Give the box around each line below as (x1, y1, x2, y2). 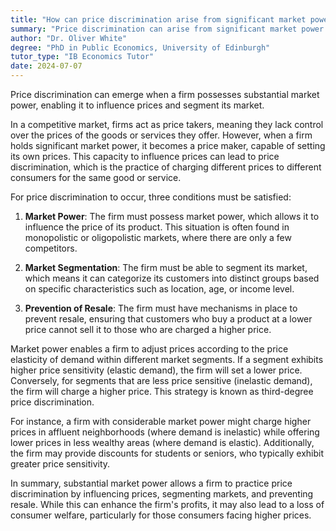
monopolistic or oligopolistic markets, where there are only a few (24, 232, 292, 243)
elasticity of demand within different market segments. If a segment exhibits (10, 354, 324, 365)
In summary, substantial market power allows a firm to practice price (10, 477, 293, 489)
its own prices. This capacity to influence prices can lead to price (10, 151, 280, 162)
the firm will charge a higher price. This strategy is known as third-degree (10, 386, 314, 397)
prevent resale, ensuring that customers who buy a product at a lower (24, 313, 313, 325)
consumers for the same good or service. (10, 172, 182, 183)
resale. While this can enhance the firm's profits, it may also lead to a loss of (10, 499, 325, 510)
